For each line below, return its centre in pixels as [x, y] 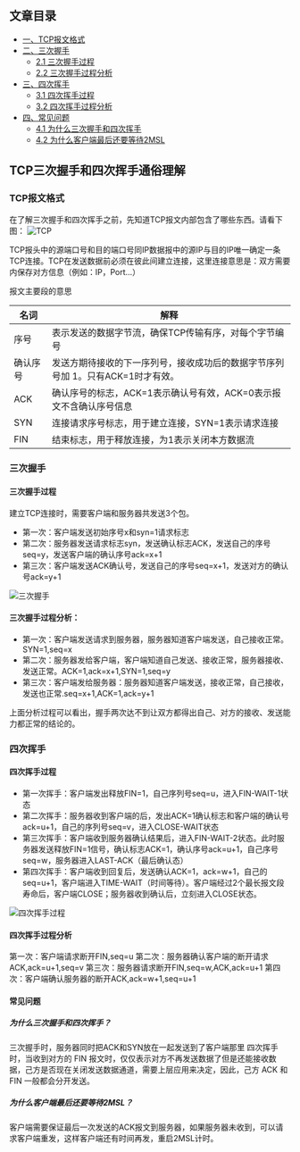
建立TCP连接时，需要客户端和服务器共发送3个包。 [102, 513]
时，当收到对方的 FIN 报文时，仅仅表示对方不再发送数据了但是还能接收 [139, 1058]
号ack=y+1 [42, 576]
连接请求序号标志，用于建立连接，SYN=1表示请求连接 [166, 422]
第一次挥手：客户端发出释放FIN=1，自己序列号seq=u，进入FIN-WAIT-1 [151, 793]
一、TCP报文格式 [54, 39]
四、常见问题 [46, 117]
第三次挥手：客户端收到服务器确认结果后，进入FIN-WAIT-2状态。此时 [150, 838]
